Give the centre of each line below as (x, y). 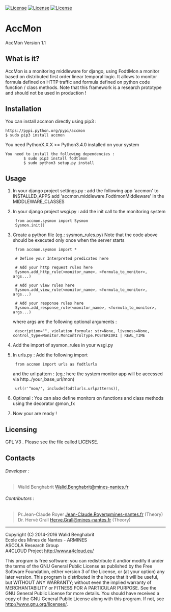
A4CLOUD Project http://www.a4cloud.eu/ (50, 551)
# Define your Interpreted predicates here (62, 259)
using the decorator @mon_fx (44, 403)
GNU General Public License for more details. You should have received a (82, 593)
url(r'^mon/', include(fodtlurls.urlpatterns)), (68, 389)
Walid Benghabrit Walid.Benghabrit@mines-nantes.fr (73, 487)
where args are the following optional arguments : (65, 322)
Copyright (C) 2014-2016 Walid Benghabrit (50, 534)
